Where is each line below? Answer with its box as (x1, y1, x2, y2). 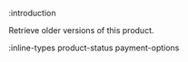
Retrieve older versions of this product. (8, 25, 155, 35)
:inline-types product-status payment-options (8, 42, 180, 53)
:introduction (8, 8, 56, 18)
